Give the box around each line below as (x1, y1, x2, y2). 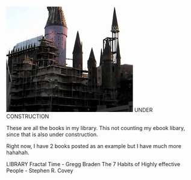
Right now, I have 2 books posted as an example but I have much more (6, 143, 182, 149)
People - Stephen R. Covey (6, 167, 74, 174)
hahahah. (6, 149, 30, 156)
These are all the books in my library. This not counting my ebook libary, (6, 125, 186, 131)
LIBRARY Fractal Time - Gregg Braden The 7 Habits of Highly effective (6, 161, 181, 167)
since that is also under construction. (6, 131, 98, 138)
